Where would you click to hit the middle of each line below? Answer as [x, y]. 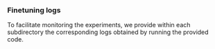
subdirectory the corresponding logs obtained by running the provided [108, 32]
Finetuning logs [34, 10]
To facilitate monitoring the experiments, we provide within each [99, 25]
